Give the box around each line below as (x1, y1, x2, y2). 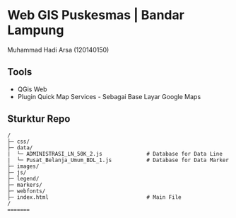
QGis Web (17, 85, 47, 93)
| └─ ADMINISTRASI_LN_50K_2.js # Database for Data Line (7, 150, 223, 157)
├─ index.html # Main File (7, 193, 182, 201)
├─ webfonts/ (7, 188, 46, 195)
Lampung (7, 22, 64, 38)
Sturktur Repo (7, 113, 71, 125)
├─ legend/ (7, 175, 40, 182)
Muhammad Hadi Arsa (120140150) (7, 45, 110, 54)
